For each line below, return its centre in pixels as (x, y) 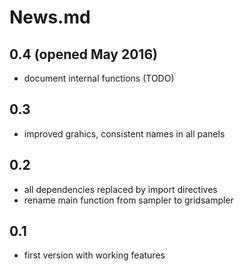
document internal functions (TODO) (99, 78)
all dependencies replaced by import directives (120, 189)
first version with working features (94, 255)
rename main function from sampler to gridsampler (128, 200)
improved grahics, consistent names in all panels (124, 133)
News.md (50, 17)
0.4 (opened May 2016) (83, 54)
